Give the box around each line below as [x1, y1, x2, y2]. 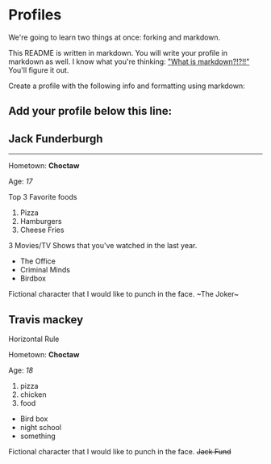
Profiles [8, 6, 62, 24]
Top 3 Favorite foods [8, 192, 77, 202]
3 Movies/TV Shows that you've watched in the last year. [8, 241, 198, 251]
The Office [19, 256, 56, 266]
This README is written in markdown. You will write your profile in [8, 48, 228, 57]
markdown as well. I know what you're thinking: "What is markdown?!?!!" [8, 57, 250, 66]
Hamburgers [19, 217, 62, 226]
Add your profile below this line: [8, 104, 173, 118]
